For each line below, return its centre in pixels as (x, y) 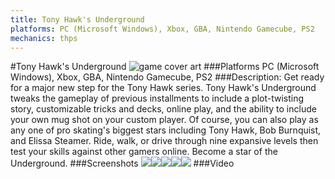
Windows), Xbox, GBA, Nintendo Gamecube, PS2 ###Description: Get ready (167, 77)
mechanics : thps (44, 38)
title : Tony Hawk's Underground (77, 19)
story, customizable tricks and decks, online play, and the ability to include (163, 109)
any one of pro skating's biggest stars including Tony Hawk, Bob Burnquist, (166, 130)
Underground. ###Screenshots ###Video (122, 163)
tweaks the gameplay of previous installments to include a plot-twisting (157, 98)
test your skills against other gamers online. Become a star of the (144, 152)
